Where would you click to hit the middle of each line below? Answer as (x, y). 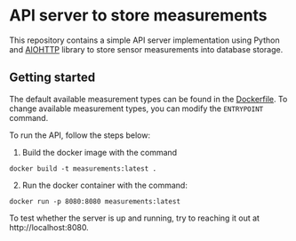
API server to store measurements (139, 16)
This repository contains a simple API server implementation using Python (144, 40)
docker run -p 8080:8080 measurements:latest (95, 201)
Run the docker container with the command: (105, 185)
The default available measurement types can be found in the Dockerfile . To (148, 99)
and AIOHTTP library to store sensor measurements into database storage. (146, 49)
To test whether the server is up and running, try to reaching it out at (135, 218)
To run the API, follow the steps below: (80, 135)
